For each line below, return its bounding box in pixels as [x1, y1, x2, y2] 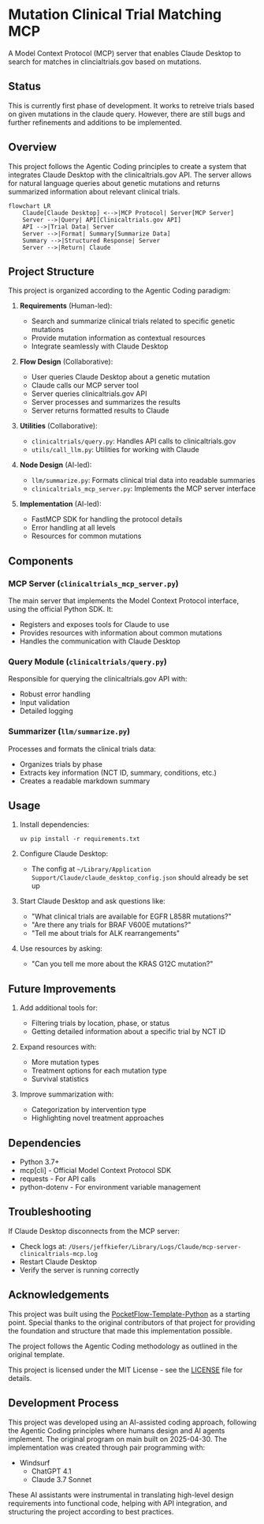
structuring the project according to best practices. [8, 1507, 174, 1516]
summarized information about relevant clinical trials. [8, 187, 180, 196]
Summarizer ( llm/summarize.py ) [8, 726, 131, 737]
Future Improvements [8, 982, 117, 995]
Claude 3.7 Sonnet [31, 1474, 92, 1484]
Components [8, 554, 73, 568]
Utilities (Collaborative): [19, 421, 98, 431]
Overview [8, 141, 58, 154]
